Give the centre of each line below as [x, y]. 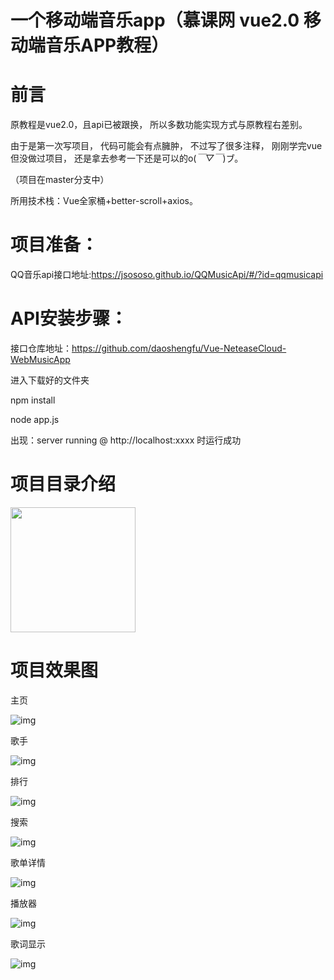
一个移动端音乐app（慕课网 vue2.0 [155, 20]
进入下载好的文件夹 [50, 380]
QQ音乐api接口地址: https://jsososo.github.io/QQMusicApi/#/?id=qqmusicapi [167, 275]
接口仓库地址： [41, 348]
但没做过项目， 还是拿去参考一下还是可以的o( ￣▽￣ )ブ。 [127, 158]
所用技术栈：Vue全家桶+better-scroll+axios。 [104, 201]
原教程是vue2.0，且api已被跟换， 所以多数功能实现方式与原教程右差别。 [159, 125]
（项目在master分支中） [60, 180]
